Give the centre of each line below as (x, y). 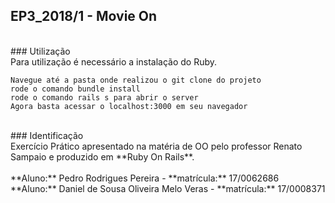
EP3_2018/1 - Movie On (84, 16)
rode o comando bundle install (75, 89)
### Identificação (47, 135)
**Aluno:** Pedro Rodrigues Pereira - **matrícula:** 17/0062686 (145, 178)
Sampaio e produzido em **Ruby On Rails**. (102, 156)
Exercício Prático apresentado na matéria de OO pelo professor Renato (156, 146)
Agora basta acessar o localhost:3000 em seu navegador (129, 106)
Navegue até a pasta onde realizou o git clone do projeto (136, 80)
